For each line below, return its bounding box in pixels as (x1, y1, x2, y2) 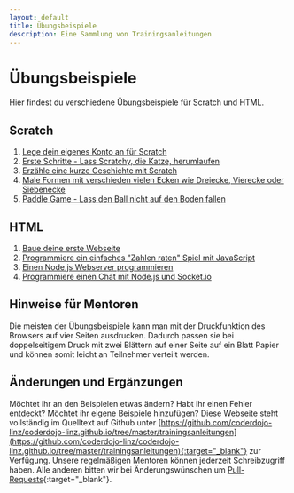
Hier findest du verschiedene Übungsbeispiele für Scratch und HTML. (9, 97, 264, 107)
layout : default (9, 12, 69, 22)
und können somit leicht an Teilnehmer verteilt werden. (9, 348, 210, 360)
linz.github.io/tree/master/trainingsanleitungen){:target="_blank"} (9, 445, 248, 456)
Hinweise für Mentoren (9, 297, 139, 312)
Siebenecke (21, 184, 66, 195)
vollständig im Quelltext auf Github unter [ (9, 417, 162, 427)
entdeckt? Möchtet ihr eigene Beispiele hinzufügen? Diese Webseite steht (9, 408, 279, 418)
